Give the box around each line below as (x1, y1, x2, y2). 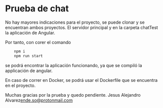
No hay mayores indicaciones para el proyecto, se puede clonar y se (5, 19, 145, 25)
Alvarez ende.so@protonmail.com (5, 97, 73, 103)
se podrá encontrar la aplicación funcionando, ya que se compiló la (5, 62, 142, 68)
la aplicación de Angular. (5, 30, 55, 36)
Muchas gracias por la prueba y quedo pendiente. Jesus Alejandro (5, 92, 141, 98)
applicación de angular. (5, 68, 53, 73)
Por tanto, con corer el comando (5, 39, 71, 45)
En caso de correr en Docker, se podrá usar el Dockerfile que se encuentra (5, 77, 158, 83)
